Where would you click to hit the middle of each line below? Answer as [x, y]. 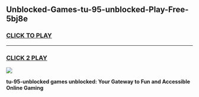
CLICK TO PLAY [29, 36]
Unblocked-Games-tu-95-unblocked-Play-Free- [97, 10]
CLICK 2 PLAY [27, 58]
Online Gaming [25, 88]
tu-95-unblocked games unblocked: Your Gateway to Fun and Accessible [98, 81]
